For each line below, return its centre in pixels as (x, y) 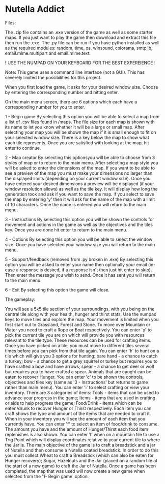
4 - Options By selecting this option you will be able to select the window (79, 239)
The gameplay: (20, 299)
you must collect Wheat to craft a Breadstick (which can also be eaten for (79, 455)
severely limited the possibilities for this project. (53, 77)
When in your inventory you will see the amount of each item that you (75, 419)
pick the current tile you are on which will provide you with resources (75, 335)
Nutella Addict (35, 9)
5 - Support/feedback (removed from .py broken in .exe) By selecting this (79, 259)
